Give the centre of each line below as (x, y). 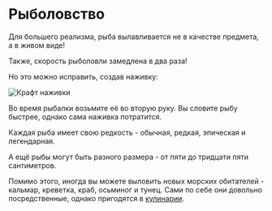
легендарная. (32, 141)
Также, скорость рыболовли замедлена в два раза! (98, 61)
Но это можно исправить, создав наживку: (83, 76)
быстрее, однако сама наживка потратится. (85, 116)
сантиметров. (32, 165)
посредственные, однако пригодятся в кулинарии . (97, 198)
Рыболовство (57, 14)
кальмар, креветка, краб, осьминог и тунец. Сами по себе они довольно (135, 189)
